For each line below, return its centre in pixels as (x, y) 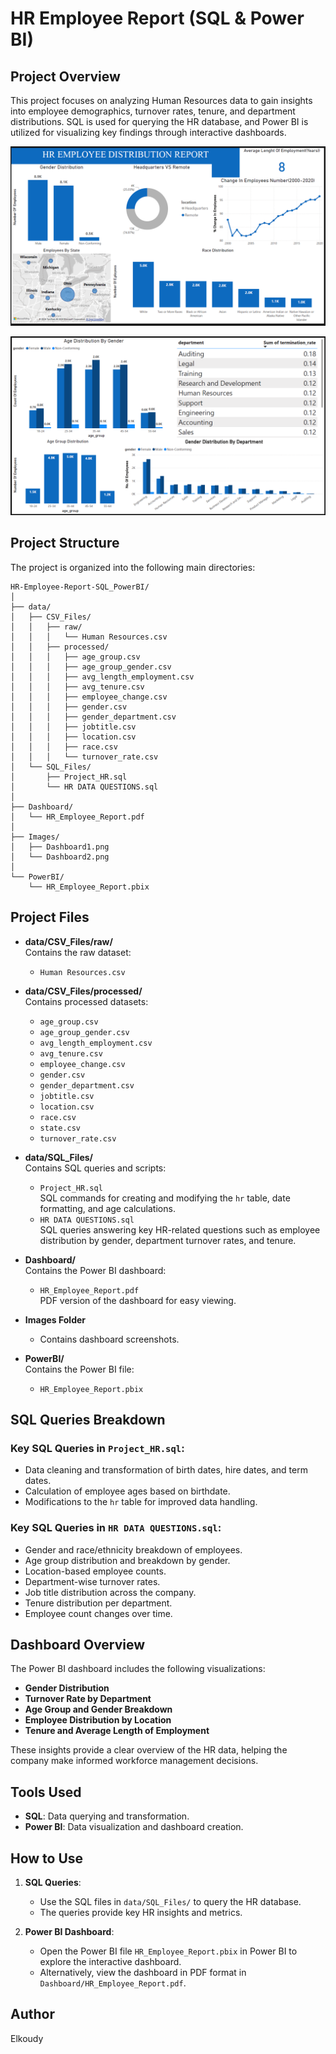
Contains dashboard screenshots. (109, 1339)
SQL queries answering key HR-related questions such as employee (180, 1229)
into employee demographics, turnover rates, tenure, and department (153, 111)
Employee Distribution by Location (98, 1720)
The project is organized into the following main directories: (133, 567)
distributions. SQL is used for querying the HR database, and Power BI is (159, 121)
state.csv (60, 1128)
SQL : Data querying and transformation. (107, 1816)
